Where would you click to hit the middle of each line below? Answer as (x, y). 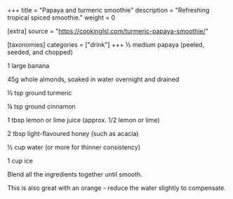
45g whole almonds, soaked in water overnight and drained (93, 79)
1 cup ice (20, 161)
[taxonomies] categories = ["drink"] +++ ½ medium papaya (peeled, (106, 44)
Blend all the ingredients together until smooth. (75, 174)
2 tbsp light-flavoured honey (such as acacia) (73, 133)
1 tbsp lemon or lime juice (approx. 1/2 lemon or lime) (84, 120)
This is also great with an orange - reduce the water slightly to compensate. (117, 188)
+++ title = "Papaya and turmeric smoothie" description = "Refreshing (108, 10)
